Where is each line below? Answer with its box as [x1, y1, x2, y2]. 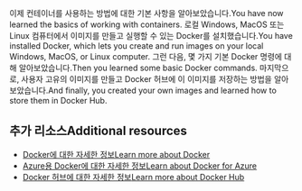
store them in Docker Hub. [9, 95, 108, 105]
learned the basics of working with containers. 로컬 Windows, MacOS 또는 [9, 19, 285, 30]
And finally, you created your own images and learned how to [48, 85, 278, 95]
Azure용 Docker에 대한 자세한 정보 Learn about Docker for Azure [22, 160, 258, 171]
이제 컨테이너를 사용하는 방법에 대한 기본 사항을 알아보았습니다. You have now [9, 8, 284, 18]
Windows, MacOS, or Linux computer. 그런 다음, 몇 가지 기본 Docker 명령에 [9, 51, 283, 61]
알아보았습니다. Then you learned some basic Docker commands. [18, 62, 258, 73]
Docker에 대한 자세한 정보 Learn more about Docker [22, 149, 211, 159]
